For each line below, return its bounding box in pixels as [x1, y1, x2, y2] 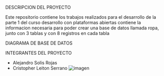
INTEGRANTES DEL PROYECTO [5, 50, 72, 56]
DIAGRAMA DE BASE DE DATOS [5, 40, 73, 46]
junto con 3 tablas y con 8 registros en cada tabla [5, 30, 110, 36]
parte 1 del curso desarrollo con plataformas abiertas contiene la [5, 20, 142, 25]
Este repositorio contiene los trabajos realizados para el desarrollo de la [5, 14, 156, 20]
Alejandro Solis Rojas [12, 60, 57, 65]
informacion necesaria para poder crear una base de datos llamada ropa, [5, 25, 159, 31]
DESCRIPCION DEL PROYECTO [5, 5, 71, 10]
